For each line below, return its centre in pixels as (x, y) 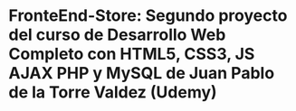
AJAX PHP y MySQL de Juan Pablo (142, 74)
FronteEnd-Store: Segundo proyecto (148, 16)
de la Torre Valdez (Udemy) (113, 92)
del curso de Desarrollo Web (117, 35)
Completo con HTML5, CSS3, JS (132, 54)
